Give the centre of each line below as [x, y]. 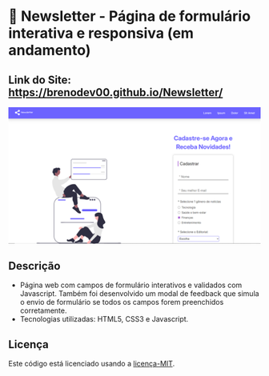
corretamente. [43, 310]
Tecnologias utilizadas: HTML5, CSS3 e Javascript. [104, 319]
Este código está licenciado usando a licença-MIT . [92, 364]
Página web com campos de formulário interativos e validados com [131, 285]
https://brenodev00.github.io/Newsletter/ [116, 92]
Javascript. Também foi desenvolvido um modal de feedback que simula [139, 294]
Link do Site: [40, 80]
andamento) [50, 50]
